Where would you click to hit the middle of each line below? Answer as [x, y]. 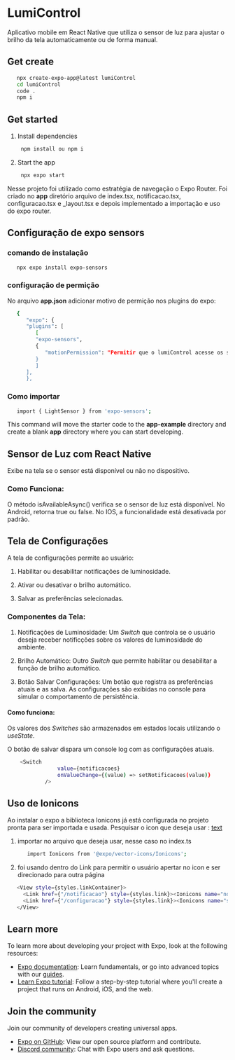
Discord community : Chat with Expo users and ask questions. [106, 1049]
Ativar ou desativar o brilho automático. [74, 585]
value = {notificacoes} [88, 769]
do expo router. [29, 211]
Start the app [36, 162]
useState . [21, 735]
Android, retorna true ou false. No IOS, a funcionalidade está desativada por [116, 511]
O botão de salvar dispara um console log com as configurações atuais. [111, 749]
